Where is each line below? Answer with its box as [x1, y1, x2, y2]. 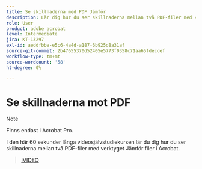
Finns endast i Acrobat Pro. [6, 127, 74, 134]
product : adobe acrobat [6, 25, 66, 32]
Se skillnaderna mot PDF [6, 95, 131, 109]
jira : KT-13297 [6, 37, 44, 43]
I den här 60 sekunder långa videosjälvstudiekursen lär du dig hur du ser [6, 138, 186, 146]
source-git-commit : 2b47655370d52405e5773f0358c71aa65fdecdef [6, 48, 165, 54]
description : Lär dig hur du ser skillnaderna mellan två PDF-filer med [6, 14, 192, 20]
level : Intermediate [6, 31, 58, 37]
